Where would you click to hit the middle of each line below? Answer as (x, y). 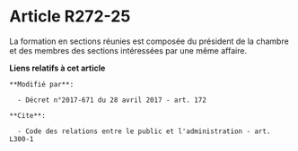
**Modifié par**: (42, 84)
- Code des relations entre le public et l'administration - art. (144, 131)
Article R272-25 (70, 17)
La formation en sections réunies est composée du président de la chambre (149, 41)
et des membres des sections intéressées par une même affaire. (128, 50)
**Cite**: (28, 115)
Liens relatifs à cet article (57, 68)
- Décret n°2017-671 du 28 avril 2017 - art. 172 (112, 100)
